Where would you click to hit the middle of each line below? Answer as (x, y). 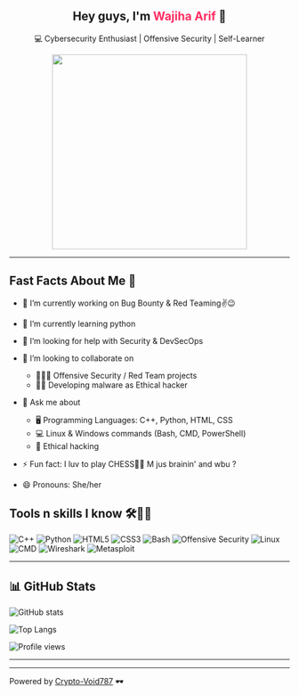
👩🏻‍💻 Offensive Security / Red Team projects (116, 375)
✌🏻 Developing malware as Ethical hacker (112, 385)
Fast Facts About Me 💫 (73, 281)
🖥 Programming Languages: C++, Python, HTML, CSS (134, 420)
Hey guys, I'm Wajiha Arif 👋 (149, 16)
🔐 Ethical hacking (67, 446)
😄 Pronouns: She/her (62, 484)
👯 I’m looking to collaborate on (78, 358)
